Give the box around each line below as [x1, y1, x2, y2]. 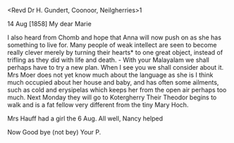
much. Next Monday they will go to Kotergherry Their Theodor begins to [7, 93, 217, 101]
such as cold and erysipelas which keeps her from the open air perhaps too [7, 86, 227, 94]
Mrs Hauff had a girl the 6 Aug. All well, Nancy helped [7, 114, 164, 123]
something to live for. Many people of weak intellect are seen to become [7, 41, 217, 49]
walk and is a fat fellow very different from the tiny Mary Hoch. [7, 101, 189, 108]
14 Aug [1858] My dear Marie [7, 20, 92, 27]
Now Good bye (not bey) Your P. [7, 128, 101, 136]
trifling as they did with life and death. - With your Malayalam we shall [7, 56, 209, 64]
